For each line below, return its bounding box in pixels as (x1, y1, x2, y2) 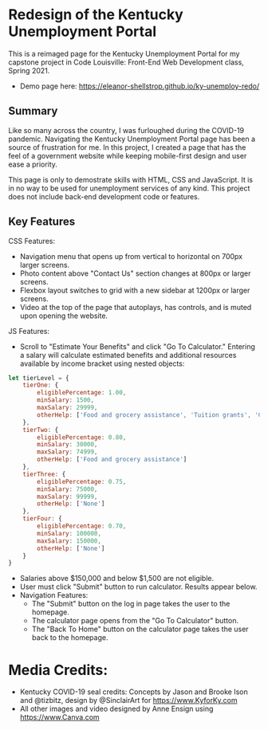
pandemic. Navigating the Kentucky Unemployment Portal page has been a (8, 134, 256, 143)
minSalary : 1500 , (37, 396, 94, 404)
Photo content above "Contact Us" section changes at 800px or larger (19, 269, 251, 278)
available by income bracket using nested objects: (19, 359, 185, 368)
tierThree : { (22, 470, 66, 478)
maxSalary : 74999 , (37, 448, 98, 456)
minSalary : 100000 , (37, 529, 102, 537)
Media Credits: (8, 661, 108, 679)
